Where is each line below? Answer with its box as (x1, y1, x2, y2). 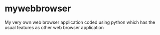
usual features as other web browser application (4, 24, 104, 30)
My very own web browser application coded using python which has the (4, 19, 156, 25)
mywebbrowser (4, 3, 71, 14)
